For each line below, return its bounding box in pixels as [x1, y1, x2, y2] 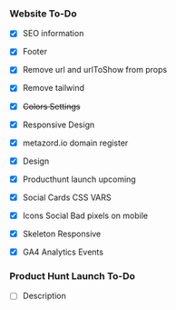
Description [22, 290, 66, 302]
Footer [22, 46, 48, 57]
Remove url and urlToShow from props [22, 65, 168, 75]
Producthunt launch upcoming [22, 174, 136, 185]
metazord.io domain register [22, 137, 129, 148]
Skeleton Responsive [22, 228, 102, 239]
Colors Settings [22, 101, 81, 112]
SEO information [22, 28, 84, 39]
